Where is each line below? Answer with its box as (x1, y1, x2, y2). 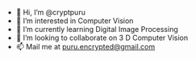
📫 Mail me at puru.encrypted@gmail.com (15, 42, 156, 51)
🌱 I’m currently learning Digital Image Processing (15, 25, 179, 33)
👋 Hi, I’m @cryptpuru (15, 8, 86, 17)
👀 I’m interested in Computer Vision (15, 16, 134, 26)
